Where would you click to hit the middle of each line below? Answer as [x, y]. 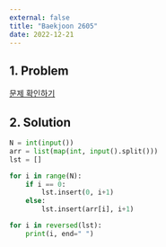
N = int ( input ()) [42, 143]
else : [36, 201]
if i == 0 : [46, 184]
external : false [39, 18]
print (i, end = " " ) [60, 234]
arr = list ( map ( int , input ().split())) [84, 151]
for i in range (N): [46, 176]
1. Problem [39, 71]
